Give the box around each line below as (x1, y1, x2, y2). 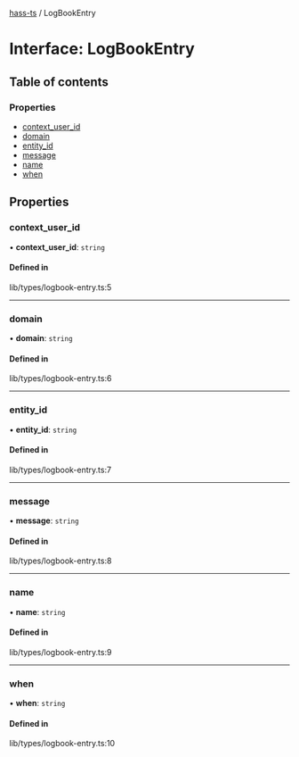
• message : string (9, 515, 79, 526)
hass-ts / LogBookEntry (9, 8, 96, 18)
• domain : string (9, 333, 73, 344)
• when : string (9, 698, 66, 709)
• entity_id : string (9, 424, 77, 435)
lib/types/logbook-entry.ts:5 (9, 281, 112, 293)
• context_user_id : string (9, 241, 105, 253)
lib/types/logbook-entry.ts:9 (9, 646, 112, 657)
